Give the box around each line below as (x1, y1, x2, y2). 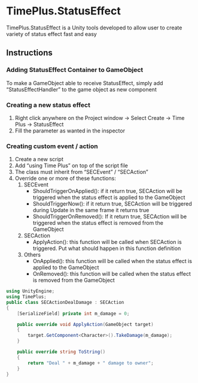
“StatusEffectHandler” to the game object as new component (6, 86, 157, 93)
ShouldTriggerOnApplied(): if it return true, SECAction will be (32, 188, 182, 195)
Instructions (6, 48, 53, 58)
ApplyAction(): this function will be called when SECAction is (32, 239, 182, 246)
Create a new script (14, 156, 64, 163)
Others (23, 251, 41, 258)
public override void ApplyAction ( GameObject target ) (17, 321, 154, 327)
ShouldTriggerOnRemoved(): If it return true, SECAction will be (32, 213, 187, 220)
